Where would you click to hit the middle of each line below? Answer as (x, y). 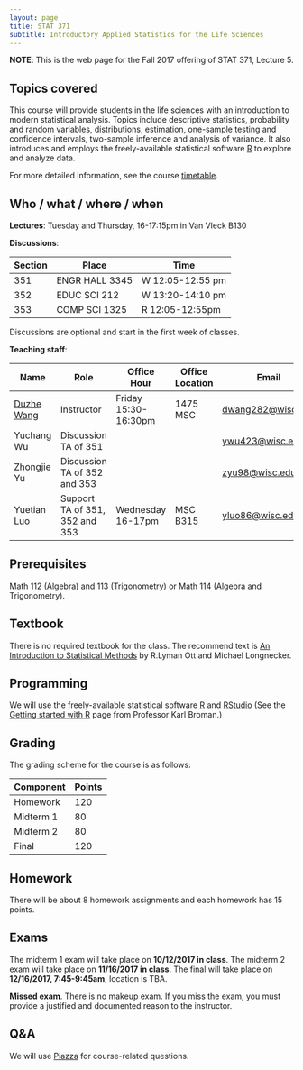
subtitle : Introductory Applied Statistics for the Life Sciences (137, 34)
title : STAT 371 (40, 26)
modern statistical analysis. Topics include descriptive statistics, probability (150, 120)
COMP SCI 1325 (92, 310)
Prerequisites (48, 564)
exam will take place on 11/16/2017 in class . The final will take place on (141, 969)
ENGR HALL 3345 (95, 280)
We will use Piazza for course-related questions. (99, 1056)
